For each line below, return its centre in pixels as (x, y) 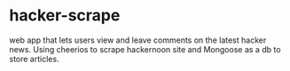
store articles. (34, 59)
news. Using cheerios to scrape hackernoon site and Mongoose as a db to (145, 49)
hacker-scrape (65, 16)
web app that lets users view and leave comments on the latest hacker (138, 40)
